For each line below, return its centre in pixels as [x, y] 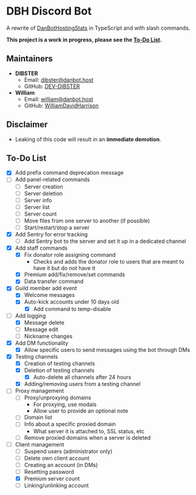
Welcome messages [49, 295]
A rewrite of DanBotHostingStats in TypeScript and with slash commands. [98, 28]
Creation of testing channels [59, 364]
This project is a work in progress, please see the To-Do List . [84, 39]
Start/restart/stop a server [57, 227]
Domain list [38, 417]
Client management [40, 444]
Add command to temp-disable [72, 309]
